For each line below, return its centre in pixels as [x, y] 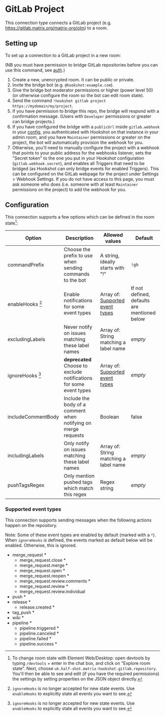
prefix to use [78, 256]
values [113, 241]
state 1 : [12, 223]
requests [74, 435]
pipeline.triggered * [39, 628]
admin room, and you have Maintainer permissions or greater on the [81, 137]
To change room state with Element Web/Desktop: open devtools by [81, 658]
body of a [75, 405]
